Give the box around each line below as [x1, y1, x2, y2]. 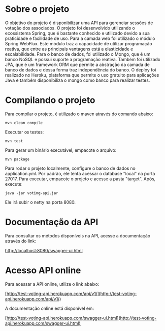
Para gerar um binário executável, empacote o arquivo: [5, 147, 117, 153]
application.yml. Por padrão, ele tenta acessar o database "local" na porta [5, 170, 155, 176]
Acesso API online [5, 265, 81, 276]
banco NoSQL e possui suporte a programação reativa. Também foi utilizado [5, 56, 161, 62]
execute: [5, 181, 23, 187]
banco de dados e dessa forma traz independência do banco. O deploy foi [5, 66, 156, 72]
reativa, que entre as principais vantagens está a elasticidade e [5, 46, 133, 52]
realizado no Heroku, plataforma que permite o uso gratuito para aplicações [5, 72, 159, 78]
